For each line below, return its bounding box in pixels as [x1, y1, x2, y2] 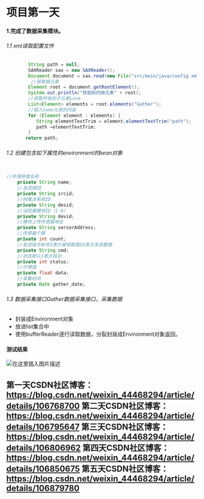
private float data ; [17, 270, 69, 276]
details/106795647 [6, 422, 80, 432]
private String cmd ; [17, 247, 69, 253]
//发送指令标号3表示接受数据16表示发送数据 [17, 241, 112, 247]
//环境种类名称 [6, 174, 39, 180]
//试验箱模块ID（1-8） [17, 208, 68, 214]
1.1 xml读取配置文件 [6, 42, 55, 49]
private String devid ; [17, 213, 75, 219]
